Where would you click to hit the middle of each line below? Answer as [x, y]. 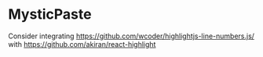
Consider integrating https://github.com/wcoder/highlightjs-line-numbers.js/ [131, 36]
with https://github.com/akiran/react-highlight [82, 44]
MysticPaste [50, 14]
